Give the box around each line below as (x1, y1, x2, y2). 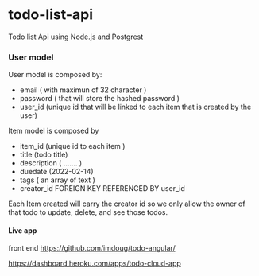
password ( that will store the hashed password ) (19, 94, 180, 103)
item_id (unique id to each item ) (19, 142, 126, 151)
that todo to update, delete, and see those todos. (8, 208, 168, 217)
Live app (8, 225, 37, 235)
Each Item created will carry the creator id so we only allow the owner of (8, 199, 245, 208)
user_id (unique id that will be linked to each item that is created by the (19, 102, 252, 112)
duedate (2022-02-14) (19, 167, 94, 177)
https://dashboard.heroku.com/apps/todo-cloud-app (8, 259, 181, 268)
